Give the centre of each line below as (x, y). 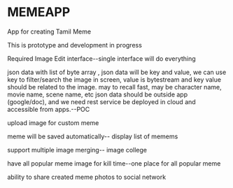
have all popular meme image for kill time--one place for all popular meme (114, 163)
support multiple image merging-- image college (77, 150)
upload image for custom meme (53, 122)
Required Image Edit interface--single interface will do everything (101, 58)
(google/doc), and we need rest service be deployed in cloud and (101, 101)
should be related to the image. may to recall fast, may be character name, (114, 87)
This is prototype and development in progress (75, 45)
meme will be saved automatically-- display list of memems (93, 136)
